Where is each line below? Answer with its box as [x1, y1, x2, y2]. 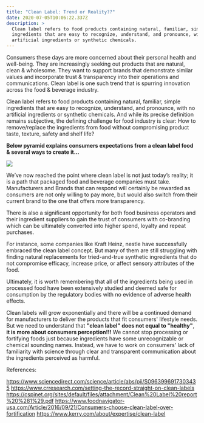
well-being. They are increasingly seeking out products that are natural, [6, 60, 185, 67]
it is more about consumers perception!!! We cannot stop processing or [6, 329, 188, 335]
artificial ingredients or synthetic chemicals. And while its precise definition [6, 111, 194, 118]
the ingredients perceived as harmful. [6, 354, 100, 362]
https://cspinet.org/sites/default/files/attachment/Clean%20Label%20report [6, 391, 197, 398]
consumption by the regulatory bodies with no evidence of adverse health [6, 291, 191, 298]
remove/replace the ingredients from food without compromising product [6, 124, 189, 131]
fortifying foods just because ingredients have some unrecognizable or [6, 335, 184, 342]
